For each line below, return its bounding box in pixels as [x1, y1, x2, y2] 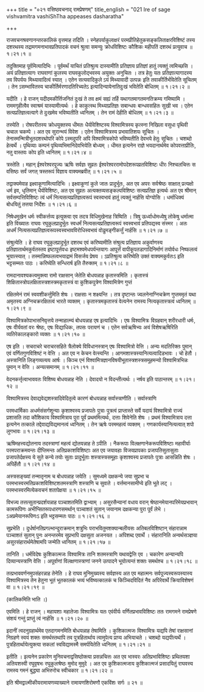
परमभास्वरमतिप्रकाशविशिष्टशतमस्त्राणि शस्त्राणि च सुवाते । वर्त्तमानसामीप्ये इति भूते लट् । [6, 480, 172, 487]
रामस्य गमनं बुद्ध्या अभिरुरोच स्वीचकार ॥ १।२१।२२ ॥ [6, 667, 113, 674]
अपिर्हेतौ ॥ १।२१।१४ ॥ [6, 460, 55, 468]
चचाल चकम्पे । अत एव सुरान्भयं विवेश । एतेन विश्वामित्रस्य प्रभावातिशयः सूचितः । [6, 128, 160, 135]
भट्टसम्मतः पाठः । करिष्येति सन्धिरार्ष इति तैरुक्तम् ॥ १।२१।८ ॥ [6, 260, 128, 267]
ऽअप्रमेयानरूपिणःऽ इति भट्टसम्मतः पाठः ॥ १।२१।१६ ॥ [6, 512, 110, 520]
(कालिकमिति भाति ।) [6, 596, 47, 603]
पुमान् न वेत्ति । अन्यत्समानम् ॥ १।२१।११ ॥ [6, 364, 94, 370]
